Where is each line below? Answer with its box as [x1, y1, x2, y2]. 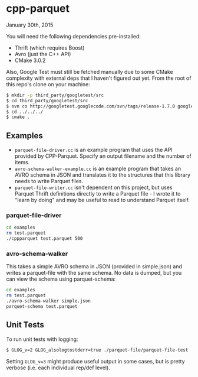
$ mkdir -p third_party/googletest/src [6, 92, 104, 98]
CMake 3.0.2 [14, 57, 46, 64]
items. [14, 159, 30, 166]
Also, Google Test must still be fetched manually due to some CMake [6, 68, 173, 75]
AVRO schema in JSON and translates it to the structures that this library [14, 171, 190, 178]
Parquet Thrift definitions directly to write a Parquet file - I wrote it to [14, 190, 181, 197]
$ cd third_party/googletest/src [6, 97, 88, 103]
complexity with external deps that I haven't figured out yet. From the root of [6, 74, 192, 82]
